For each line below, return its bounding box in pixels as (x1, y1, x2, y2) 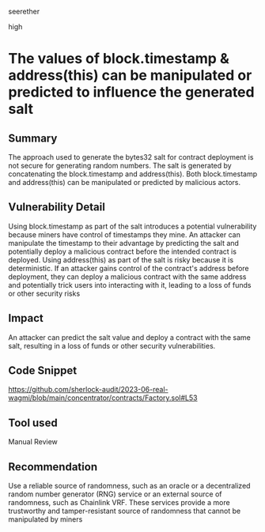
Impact (8, 311, 44, 325)
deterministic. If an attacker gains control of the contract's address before (8, 263, 249, 273)
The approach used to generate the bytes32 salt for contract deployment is (8, 153, 254, 161)
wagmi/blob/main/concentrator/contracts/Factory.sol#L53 (8, 393, 198, 402)
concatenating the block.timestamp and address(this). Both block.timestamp (8, 169, 258, 179)
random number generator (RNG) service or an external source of (8, 489, 223, 499)
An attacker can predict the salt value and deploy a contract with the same (8, 332, 251, 342)
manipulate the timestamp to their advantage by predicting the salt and (8, 238, 240, 247)
